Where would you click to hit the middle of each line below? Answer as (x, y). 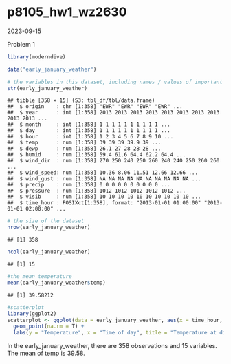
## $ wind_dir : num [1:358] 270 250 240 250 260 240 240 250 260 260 (113, 161)
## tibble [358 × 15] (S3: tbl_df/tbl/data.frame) (81, 100)
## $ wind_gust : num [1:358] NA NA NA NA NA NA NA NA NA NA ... (104, 179)
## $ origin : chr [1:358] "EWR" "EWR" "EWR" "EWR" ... (95, 107)
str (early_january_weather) (47, 88)
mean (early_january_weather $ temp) (57, 283)
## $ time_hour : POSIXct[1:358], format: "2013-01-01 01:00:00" (104, 203)
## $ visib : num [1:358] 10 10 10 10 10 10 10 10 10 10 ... (104, 197)
